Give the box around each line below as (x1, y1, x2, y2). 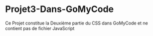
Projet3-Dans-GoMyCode (5, 3, 114, 15)
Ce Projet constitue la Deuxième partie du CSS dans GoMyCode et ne (5, 20, 148, 26)
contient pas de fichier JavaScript (5, 25, 75, 31)
